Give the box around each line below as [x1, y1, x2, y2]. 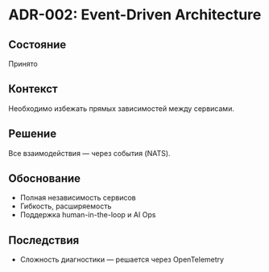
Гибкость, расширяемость [19, 201, 112, 211]
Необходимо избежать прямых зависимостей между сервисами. [8, 103, 235, 113]
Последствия [8, 233, 80, 247]
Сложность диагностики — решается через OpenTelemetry [19, 255, 224, 265]
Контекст [8, 82, 58, 96]
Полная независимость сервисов [19, 193, 136, 203]
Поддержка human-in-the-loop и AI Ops [19, 210, 156, 220]
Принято [8, 59, 38, 68]
